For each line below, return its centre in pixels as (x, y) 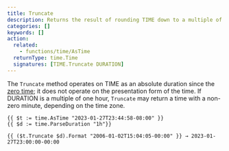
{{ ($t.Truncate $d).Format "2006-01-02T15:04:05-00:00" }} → (98, 136)
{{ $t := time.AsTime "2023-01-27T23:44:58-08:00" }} (86, 118)
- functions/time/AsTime (55, 52)
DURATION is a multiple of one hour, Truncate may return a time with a (106, 98)
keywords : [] (26, 32)
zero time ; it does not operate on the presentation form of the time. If (104, 91)
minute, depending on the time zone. (73, 105)
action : (18, 39)
